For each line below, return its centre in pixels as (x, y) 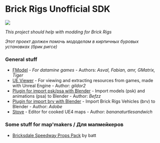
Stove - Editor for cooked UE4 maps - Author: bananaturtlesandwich (82, 112)
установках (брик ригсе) (31, 46)
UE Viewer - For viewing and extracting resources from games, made (83, 81)
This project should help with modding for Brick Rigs (59, 32)
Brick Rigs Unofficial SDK (58, 9)
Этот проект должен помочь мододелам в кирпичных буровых (72, 41)
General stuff (21, 59)
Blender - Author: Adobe (37, 107)
